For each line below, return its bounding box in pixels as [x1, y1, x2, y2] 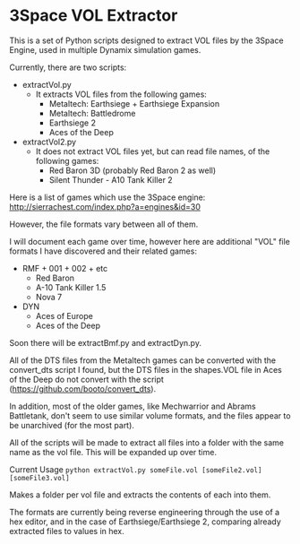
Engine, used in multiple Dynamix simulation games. [9, 44, 201, 55]
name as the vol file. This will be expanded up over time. [9, 446, 218, 457]
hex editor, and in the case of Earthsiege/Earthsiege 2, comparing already [9, 516, 282, 527]
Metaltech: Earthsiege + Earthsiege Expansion [48, 98, 220, 108]
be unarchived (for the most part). [9, 419, 134, 430]
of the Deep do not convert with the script [9, 374, 164, 384]
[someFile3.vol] [9, 473, 70, 482]
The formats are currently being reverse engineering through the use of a [9, 506, 280, 517]
